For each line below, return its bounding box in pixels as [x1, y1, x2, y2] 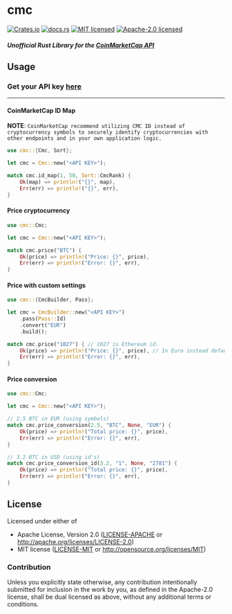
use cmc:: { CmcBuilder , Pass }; [7, 296, 95, 303]
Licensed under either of [7, 516, 77, 525]
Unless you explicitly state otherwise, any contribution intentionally [7, 578, 197, 586]
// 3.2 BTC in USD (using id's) [7, 453, 100, 460]
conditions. [7, 600, 39, 608]
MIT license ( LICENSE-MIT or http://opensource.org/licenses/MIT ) [17, 545, 206, 553]
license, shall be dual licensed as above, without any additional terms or [7, 593, 212, 601]
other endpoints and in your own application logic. [7, 135, 162, 142]
